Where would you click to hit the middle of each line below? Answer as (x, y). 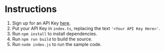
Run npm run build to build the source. (52, 39)
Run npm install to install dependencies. (54, 33)
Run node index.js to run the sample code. (57, 44)
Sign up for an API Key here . (41, 23)
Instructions (31, 9)
